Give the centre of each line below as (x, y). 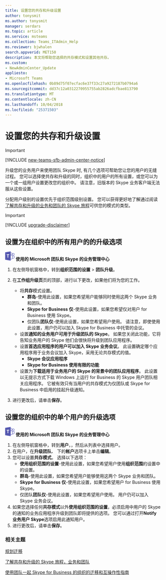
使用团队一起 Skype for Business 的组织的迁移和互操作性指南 (67, 573)
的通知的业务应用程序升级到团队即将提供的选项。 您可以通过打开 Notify (84, 513)
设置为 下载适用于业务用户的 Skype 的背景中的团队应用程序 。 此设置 (89, 371)
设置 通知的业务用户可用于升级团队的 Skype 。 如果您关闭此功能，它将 (90, 334)
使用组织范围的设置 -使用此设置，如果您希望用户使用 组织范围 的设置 (88, 464)
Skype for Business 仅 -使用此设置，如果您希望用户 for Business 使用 (90, 482)
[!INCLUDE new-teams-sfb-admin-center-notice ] (55, 160)
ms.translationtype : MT (30, 94)
